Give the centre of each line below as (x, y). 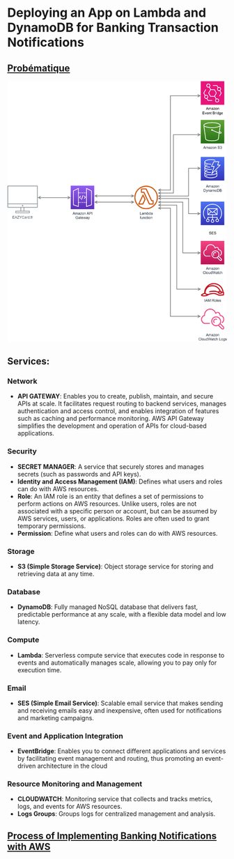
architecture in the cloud (72, 766)
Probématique (39, 68)
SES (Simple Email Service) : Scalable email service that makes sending (120, 703)
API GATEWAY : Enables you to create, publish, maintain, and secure (115, 396)
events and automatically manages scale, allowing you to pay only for (117, 663)
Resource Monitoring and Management (75, 784)
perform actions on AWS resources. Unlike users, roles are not (107, 504)
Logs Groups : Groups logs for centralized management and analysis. (116, 814)
